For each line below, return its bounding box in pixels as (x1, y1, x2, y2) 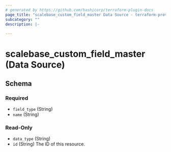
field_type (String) (12, 106, 53, 112)
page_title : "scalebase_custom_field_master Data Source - (5, 12, 133, 17)
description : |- (5, 21, 40, 27)
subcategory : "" (5, 17, 40, 22)
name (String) (12, 111, 39, 117)
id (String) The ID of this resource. (12, 141, 85, 147)
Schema (5, 79, 32, 88)
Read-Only (5, 124, 33, 131)
